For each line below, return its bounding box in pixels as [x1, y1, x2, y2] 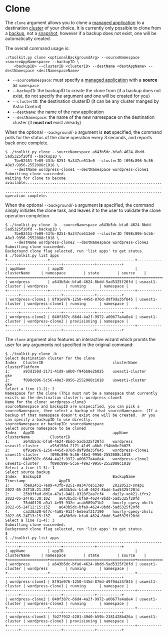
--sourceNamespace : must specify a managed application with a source [12, 77, 157, 83]
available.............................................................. [5, 180, 164, 185]
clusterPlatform [5, 364, 39, 370]
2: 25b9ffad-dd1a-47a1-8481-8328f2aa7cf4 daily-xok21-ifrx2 [5, 491, 151, 496]
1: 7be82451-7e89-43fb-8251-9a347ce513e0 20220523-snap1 [5, 483, 144, 488]
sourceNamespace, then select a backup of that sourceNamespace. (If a [5, 408, 157, 413]
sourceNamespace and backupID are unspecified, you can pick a [5, 404, 140, 409]
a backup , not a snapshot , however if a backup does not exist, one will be [5, 30, 156, 36]
